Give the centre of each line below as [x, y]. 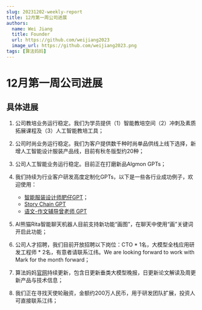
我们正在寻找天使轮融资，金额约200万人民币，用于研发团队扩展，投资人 [105, 293]
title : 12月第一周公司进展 [37, 18]
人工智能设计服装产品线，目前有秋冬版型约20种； [82, 151]
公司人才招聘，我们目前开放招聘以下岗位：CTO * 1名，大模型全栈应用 [102, 244]
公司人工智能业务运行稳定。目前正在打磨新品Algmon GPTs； [91, 163]
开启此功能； [31, 231]
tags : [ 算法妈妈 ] [26, 51]
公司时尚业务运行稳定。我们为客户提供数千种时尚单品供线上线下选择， [103, 143]
